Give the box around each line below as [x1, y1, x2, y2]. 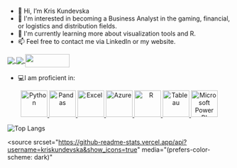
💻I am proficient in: [17, 74, 76, 82]
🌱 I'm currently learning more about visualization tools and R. [17, 29, 197, 38]
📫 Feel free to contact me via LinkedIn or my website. [17, 38, 176, 45]
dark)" [34, 153, 53, 161]
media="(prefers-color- [141, 145, 211, 154]
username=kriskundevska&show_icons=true [7, 145, 138, 154]
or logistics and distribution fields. [17, 22, 117, 30]
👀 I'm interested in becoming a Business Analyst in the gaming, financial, [17, 14, 231, 23]
